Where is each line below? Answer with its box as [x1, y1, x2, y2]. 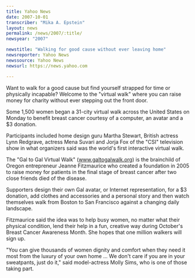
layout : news [6, 25, 38, 31]
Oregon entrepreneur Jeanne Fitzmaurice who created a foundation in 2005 [6, 162, 190, 169]
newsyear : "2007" [6, 36, 49, 42]
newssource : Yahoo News [6, 57, 64, 63]
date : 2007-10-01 [6, 14, 49, 20]
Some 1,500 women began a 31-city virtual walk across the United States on [6, 108, 190, 115]
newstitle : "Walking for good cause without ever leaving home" [6, 46, 166, 53]
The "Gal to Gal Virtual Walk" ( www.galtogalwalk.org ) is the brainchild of [6, 156, 180, 163]
